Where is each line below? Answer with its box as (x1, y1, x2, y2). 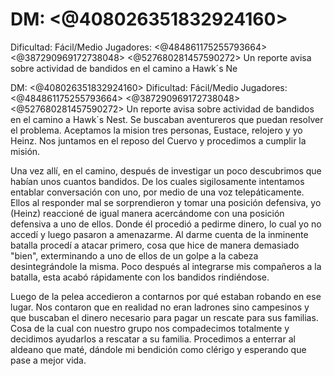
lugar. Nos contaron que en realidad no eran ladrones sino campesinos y (10, 301, 310, 313)
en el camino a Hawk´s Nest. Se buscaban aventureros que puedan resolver (10, 113, 324, 125)
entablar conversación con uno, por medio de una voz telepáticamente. (10, 186, 305, 198)
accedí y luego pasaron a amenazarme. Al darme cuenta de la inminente (10, 228, 309, 240)
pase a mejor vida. (10, 354, 87, 366)
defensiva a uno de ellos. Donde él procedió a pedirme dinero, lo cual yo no (10, 218, 322, 230)
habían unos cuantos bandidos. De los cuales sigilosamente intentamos (10, 175, 305, 187)
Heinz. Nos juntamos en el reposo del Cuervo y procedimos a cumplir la (10, 134, 307, 147)
